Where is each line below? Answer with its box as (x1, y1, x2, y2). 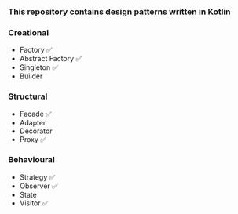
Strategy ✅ (19, 172, 56, 182)
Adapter (19, 118, 46, 127)
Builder (19, 71, 43, 81)
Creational (8, 27, 49, 38)
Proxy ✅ (19, 134, 47, 143)
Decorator (19, 126, 53, 136)
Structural (8, 91, 48, 102)
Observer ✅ (19, 181, 58, 190)
